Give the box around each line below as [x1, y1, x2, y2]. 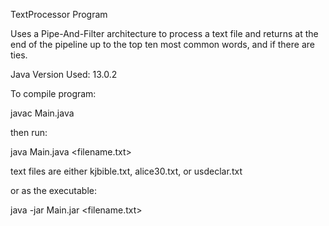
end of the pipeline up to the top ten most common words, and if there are [10, 39, 315, 50]
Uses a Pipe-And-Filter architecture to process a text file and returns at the [10, 28, 319, 39]
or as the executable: [10, 185, 98, 196]
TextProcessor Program [10, 9, 108, 20]
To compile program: [10, 88, 97, 99]
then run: [10, 127, 48, 138]
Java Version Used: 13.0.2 [10, 69, 118, 80]
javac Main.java [10, 107, 75, 119]
